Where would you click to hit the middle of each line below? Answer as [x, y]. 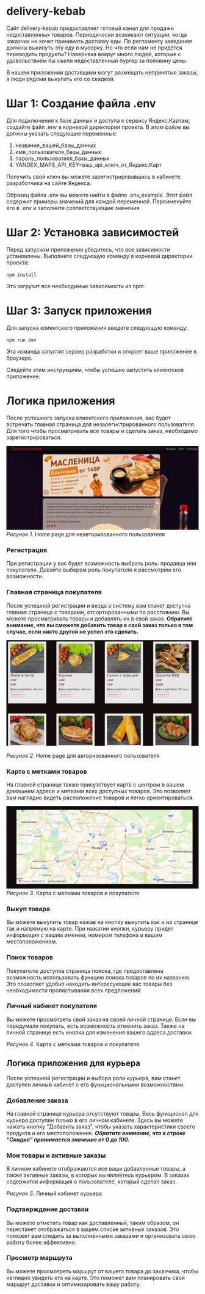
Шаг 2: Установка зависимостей [93, 233]
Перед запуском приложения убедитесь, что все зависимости [88, 249]
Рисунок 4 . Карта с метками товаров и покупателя [73, 1044]
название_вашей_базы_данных [56, 145]
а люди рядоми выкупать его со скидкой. [60, 79]
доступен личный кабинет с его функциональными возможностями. [95, 1085]
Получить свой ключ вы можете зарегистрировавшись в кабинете [94, 176]
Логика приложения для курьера [74, 1063]
